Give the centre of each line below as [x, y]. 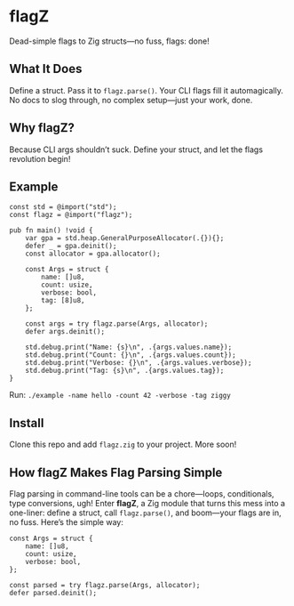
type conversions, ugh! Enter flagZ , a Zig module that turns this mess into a [147, 503]
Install [27, 423]
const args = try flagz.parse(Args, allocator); [117, 324]
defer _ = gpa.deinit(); [71, 246]
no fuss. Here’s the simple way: [67, 522]
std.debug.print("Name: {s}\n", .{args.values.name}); [129, 347]
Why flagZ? [42, 128]
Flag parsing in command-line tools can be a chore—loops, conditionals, [142, 494]
